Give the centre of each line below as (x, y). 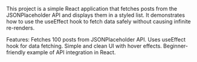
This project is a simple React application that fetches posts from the (92, 9)
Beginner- (176, 46)
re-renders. (21, 28)
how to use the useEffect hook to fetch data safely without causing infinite (99, 21)
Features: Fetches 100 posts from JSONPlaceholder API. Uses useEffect (96, 39)
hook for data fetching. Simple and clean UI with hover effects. (84, 46)
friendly (16, 52)
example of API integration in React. (71, 52)
